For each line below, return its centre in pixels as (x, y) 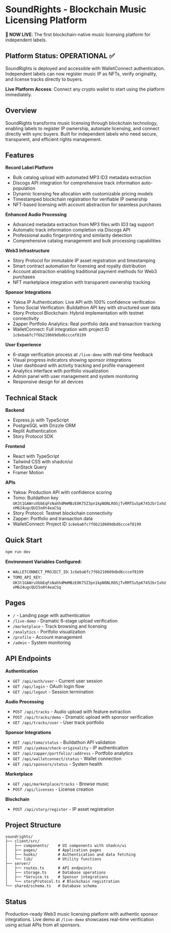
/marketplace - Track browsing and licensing (60, 626)
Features (20, 155)
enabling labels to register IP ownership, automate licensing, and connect (82, 128)
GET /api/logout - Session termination (53, 692)
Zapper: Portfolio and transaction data (53, 519)
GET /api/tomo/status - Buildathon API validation (64, 742)
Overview (21, 111)
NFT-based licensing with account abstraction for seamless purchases (87, 205)
